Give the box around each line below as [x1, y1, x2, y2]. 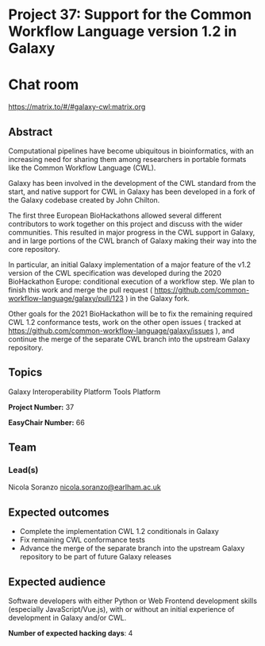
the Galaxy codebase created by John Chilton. [8, 195, 160, 204]
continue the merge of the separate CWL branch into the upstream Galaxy [8, 334, 251, 343]
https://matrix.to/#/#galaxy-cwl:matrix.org [8, 102, 146, 112]
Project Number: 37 [8, 402, 75, 412]
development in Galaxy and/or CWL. [8, 613, 127, 623]
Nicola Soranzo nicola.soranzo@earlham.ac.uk [8, 482, 161, 492]
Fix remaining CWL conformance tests [19, 535, 145, 545]
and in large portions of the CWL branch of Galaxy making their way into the [8, 236, 257, 246]
